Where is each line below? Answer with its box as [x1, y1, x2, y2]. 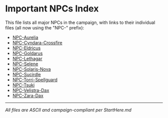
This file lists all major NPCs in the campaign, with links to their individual [5, 19, 155, 25]
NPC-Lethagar [12, 55, 42, 61]
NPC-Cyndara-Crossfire [12, 39, 62, 45]
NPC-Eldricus [12, 45, 41, 51]
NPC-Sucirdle [12, 71, 41, 77]
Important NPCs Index [5, 3, 99, 14]
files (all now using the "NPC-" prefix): [5, 24, 84, 30]
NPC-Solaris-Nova [12, 66, 51, 72]
